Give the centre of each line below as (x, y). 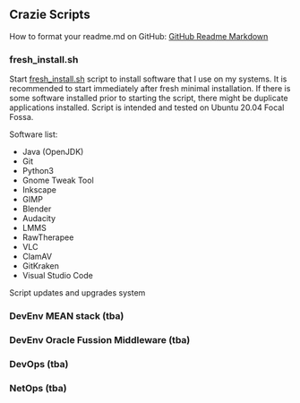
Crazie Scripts (50, 15)
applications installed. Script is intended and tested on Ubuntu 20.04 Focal (147, 107)
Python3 (38, 171)
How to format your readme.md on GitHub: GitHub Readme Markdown (139, 36)
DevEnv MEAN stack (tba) (67, 316)
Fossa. (21, 117)
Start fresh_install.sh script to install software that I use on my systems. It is (148, 79)
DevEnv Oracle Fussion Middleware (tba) (100, 339)
